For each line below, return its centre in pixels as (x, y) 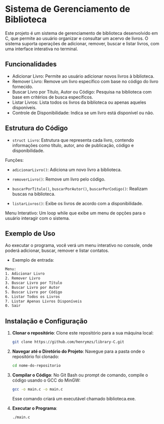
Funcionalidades (31, 64)
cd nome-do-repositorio (36, 365)
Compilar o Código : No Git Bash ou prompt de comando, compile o (80, 375)
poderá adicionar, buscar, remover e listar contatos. (57, 251)
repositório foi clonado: (36, 356)
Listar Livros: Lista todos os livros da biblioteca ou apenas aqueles (79, 102)
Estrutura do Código (36, 128)
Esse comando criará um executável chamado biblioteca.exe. (74, 398)
